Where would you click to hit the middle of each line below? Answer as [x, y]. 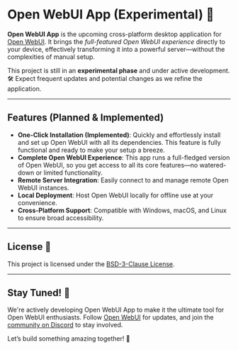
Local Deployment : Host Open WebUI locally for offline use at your [115, 195]
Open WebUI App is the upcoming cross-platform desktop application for [114, 34]
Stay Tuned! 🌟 [39, 293]
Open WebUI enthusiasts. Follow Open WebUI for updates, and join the [110, 317]
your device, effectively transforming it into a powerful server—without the [116, 49]
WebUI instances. [43, 187]
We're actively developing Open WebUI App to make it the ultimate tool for [116, 310]
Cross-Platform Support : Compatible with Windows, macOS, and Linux [122, 210]
